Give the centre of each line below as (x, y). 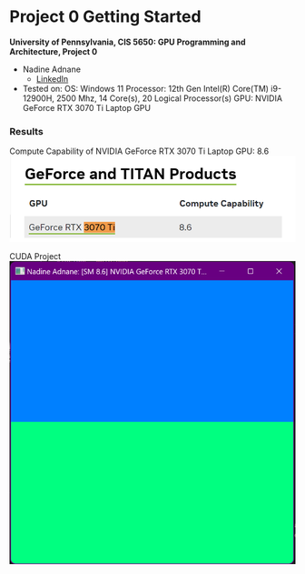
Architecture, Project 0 (54, 51)
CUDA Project (35, 256)
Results (26, 131)
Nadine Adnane (52, 69)
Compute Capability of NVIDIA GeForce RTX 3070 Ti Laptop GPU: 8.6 (139, 151)
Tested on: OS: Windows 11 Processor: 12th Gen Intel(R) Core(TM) (146, 88)
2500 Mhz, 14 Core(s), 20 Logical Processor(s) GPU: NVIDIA (169, 98)
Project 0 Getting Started (105, 17)
